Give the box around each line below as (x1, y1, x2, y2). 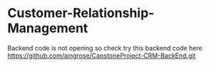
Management (7, 20, 88, 36)
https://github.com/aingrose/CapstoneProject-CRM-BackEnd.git (7, 51, 196, 60)
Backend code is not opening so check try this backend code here (7, 43, 203, 52)
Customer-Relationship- (7, 5, 155, 21)
